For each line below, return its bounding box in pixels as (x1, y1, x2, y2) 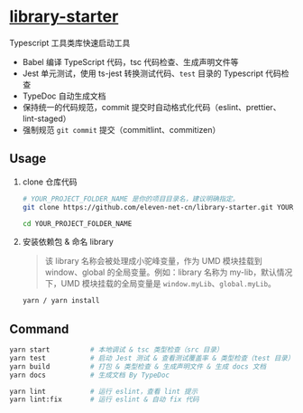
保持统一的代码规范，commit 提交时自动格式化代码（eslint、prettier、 (22, 101, 281, 112)
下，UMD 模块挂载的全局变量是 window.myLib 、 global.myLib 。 (44, 278, 277, 289)
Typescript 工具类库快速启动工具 (9, 37, 131, 48)
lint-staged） (22, 113, 71, 124)
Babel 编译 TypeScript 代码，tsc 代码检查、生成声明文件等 (22, 56, 239, 67)
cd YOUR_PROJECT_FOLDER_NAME (22, 219, 133, 228)
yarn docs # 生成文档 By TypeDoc (9, 371, 170, 380)
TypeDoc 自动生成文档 (22, 90, 106, 101)
